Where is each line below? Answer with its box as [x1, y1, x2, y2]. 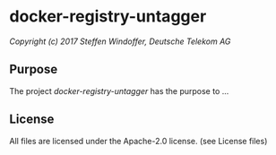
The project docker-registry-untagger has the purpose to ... [9, 85, 229, 96]
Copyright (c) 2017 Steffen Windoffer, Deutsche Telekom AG [9, 36, 231, 47]
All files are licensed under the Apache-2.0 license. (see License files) [9, 135, 268, 146]
